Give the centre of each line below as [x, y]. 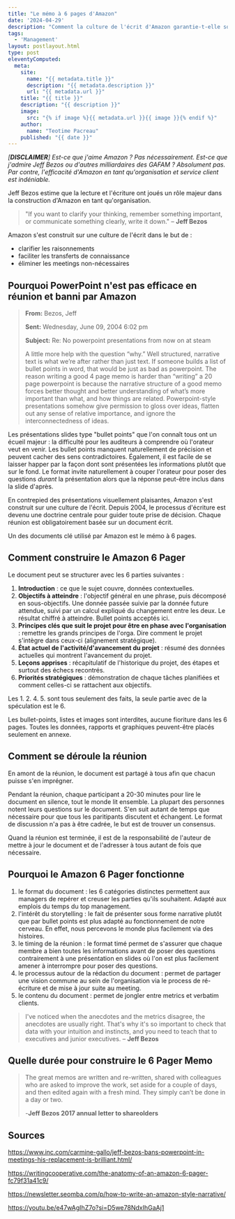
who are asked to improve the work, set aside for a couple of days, [121, 1085]
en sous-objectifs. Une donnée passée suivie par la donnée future [113, 603]
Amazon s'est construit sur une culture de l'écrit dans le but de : [100, 235]
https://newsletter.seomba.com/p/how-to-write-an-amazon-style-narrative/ [117, 1195]
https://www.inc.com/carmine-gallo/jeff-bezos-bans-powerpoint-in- [106, 1153]
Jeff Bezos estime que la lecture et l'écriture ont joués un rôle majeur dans [115, 193]
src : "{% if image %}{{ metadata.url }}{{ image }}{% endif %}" [122, 118]
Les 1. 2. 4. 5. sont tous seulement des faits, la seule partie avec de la [107, 698]
